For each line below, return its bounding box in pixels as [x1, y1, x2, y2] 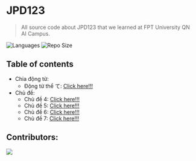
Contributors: [6, 132, 58, 142]
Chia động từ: [14, 75, 49, 82]
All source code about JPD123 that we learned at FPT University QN [21, 24, 190, 31]
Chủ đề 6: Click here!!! [24, 108, 80, 115]
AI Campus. [21, 30, 50, 37]
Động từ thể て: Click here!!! [24, 82, 93, 89]
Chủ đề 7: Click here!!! [24, 115, 80, 122]
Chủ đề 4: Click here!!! [24, 95, 80, 103]
